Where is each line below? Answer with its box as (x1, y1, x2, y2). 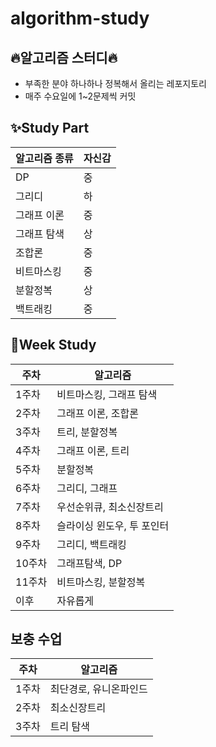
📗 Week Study (10, 337, 97, 354)
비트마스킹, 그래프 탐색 (56, 387, 158, 401)
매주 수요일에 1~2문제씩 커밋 (24, 90, 137, 102)
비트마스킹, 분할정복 (56, 575, 146, 589)
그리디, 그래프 (56, 481, 118, 495)
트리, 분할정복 (56, 425, 118, 439)
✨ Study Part (10, 120, 90, 137)
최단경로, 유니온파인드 (49, 682, 148, 696)
